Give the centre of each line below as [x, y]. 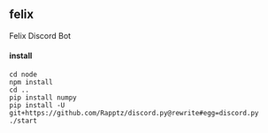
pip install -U [37, 106]
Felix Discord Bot [40, 35]
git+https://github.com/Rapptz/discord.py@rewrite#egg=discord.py [134, 114]
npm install [31, 83]
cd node [23, 75]
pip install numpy [43, 98]
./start [23, 121]
